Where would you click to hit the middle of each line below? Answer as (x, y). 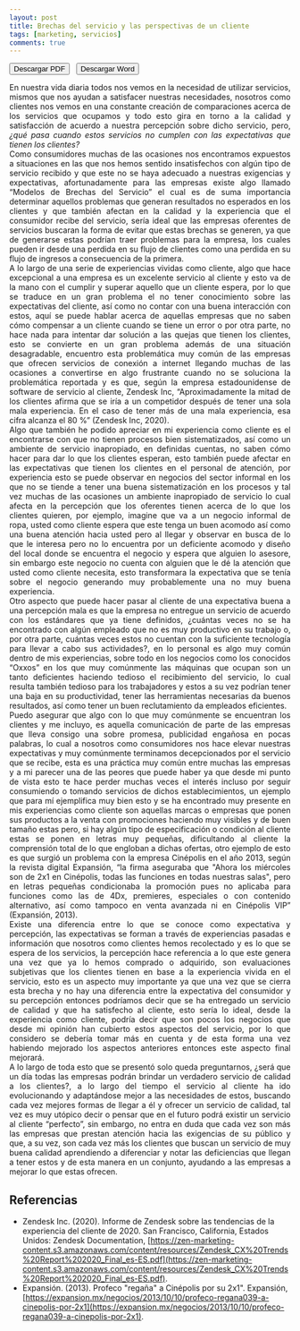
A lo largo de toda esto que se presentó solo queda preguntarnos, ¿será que (150, 1067)
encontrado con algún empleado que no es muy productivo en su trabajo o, (150, 630)
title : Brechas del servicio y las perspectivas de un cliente (129, 26)
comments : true (37, 43)
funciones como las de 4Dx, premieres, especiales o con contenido (150, 896)
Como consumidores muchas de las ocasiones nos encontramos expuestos (150, 154)
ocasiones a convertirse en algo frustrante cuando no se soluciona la (150, 373)
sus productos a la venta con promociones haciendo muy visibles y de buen (150, 820)
